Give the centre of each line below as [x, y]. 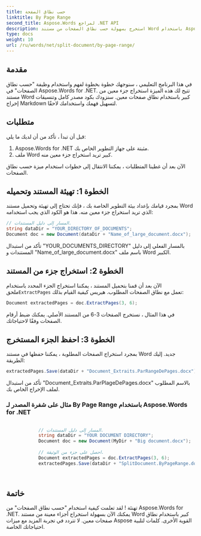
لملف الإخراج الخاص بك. [33, 389]
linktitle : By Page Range [38, 17]
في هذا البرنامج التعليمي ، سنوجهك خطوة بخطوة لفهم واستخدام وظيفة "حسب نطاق [99, 84]
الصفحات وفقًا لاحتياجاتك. [34, 321]
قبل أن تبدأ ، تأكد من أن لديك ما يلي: [46, 136]
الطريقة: [16, 360]
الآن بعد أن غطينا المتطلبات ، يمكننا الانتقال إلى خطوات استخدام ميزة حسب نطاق [96, 166]
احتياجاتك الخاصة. [25, 527]
